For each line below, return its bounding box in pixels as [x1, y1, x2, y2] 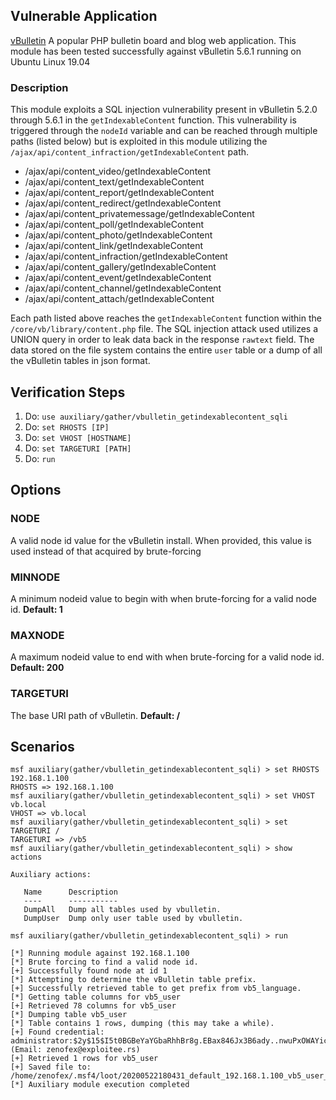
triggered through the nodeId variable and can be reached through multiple [10, 125, 318, 137]
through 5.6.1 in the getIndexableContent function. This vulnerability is [10, 114, 297, 126]
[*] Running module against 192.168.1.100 [10, 949, 190, 959]
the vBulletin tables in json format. [10, 355, 151, 367]
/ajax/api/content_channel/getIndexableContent [24, 282, 222, 294]
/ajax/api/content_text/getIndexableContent [24, 176, 205, 188]
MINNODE [10, 570, 61, 584]
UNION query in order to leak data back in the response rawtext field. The [10, 334, 315, 346]
